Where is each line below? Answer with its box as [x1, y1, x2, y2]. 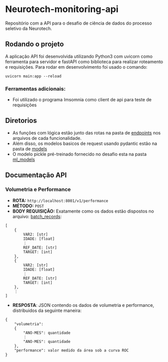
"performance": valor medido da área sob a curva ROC [14, 347, 129, 353]
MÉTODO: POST [12, 203, 44, 209]
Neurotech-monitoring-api [5, 4, 119, 15]
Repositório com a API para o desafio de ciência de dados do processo [5, 20, 152, 26]
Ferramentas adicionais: [5, 85, 66, 92]
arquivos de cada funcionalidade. [12, 135, 82, 141]
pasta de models [12, 145, 48, 151]
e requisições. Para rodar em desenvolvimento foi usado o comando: [5, 64, 148, 70]
